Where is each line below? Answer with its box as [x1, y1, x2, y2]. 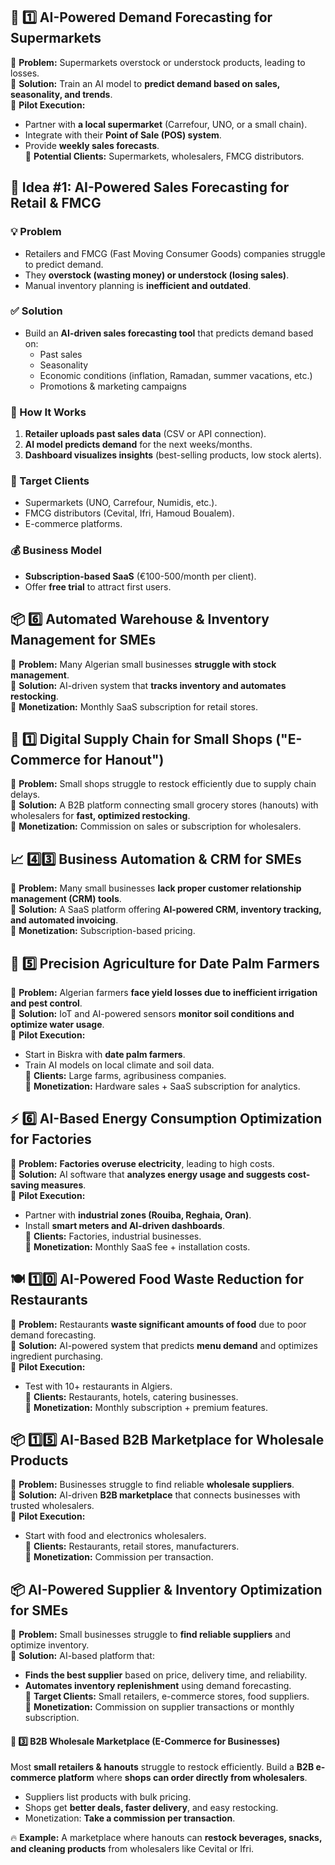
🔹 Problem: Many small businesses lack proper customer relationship [10, 882, 302, 894]
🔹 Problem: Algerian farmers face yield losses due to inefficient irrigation [10, 986, 318, 998]
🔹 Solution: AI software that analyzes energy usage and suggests [10, 1168, 286, 1180]
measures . [40, 1179, 87, 1191]
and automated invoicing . [10, 914, 119, 926]
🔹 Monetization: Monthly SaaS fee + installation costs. [24, 1240, 251, 1253]
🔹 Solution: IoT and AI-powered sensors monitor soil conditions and [10, 1007, 295, 1019]
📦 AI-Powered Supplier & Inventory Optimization [10, 1581, 323, 1598]
